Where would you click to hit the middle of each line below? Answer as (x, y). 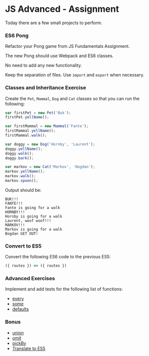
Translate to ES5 (29, 348)
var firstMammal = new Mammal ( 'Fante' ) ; (47, 126)
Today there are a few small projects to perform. (54, 23)
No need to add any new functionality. (44, 66)
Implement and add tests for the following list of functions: (64, 289)
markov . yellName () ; (25, 172)
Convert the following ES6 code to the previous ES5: (58, 257)
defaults (21, 309)
